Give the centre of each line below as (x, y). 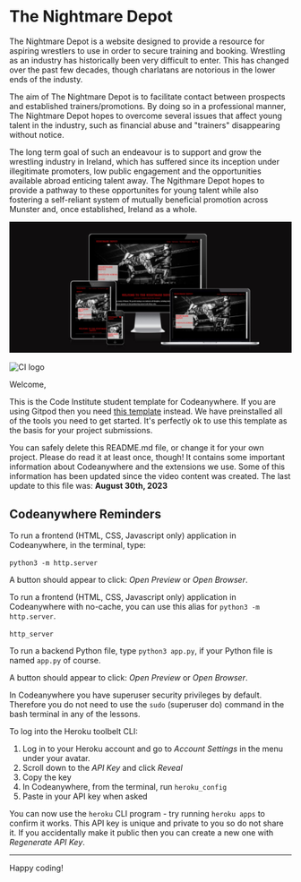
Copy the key (47, 777)
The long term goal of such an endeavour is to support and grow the (136, 152)
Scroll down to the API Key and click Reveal (103, 768)
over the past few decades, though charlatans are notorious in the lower (142, 70)
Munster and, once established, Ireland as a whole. (103, 209)
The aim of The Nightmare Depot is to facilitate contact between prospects (147, 97)
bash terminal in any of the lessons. (75, 715)
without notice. (37, 134)
